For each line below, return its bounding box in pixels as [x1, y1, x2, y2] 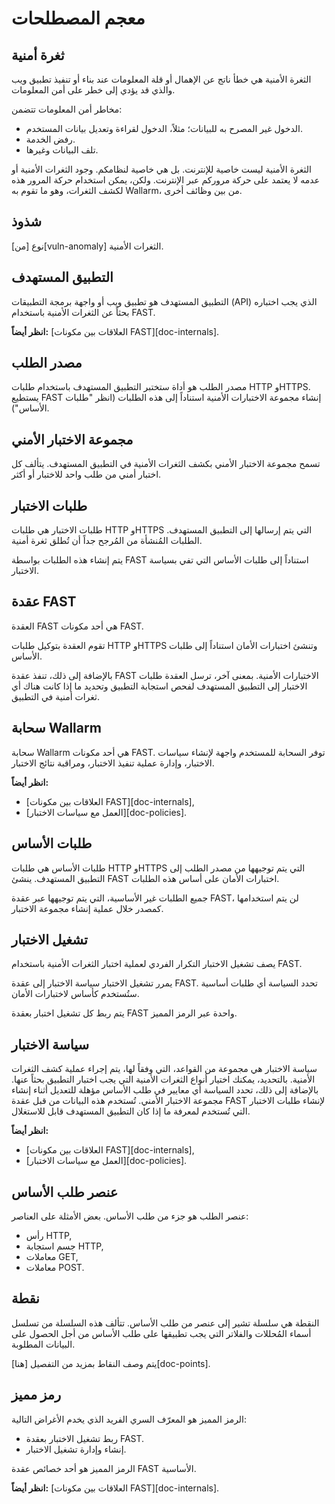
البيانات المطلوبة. [11, 1338, 76, 1350]
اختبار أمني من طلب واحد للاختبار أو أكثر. [11, 468, 162, 481]
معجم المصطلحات [11, 7, 146, 30]
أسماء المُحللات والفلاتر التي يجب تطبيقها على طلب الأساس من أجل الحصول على [11, 1327, 312, 1339]
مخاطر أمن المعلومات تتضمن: [11, 103, 123, 115]
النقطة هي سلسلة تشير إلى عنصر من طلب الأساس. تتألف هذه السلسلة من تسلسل [11, 1317, 320, 1329]
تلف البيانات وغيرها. [25, 144, 99, 156]
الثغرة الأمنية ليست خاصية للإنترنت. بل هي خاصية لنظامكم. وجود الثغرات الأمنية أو [11, 163, 312, 175]
